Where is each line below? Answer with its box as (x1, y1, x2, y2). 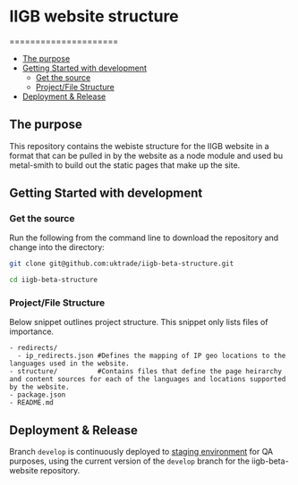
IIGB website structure (9, 6, 179, 27)
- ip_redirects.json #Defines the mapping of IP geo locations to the (17, 351, 286, 361)
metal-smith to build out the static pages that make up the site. (9, 159, 241, 171)
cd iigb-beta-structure (9, 275, 98, 285)
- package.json (9, 390, 66, 399)
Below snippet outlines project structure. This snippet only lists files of (9, 317, 268, 328)
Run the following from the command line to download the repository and (9, 232, 279, 243)
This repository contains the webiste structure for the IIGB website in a (9, 140, 270, 151)
